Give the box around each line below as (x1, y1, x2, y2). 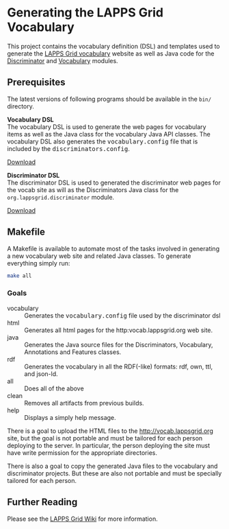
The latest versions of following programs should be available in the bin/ (7, 95, 212, 103)
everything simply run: (7, 259, 70, 267)
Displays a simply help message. (24, 413, 116, 421)
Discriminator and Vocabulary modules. (7, 56, 118, 64)
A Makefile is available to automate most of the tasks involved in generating (7, 244, 220, 252)
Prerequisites (7, 77, 66, 89)
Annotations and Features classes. (24, 348, 122, 356)
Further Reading (7, 496, 78, 508)
